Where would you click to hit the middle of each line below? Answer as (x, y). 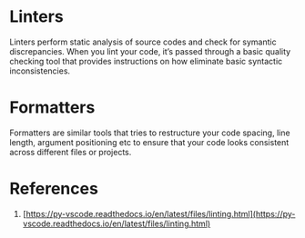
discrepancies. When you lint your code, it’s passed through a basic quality (150, 51)
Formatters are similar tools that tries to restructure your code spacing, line (150, 133)
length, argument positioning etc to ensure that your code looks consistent (149, 142)
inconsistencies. (40, 71)
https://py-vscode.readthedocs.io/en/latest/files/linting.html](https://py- (161, 213)
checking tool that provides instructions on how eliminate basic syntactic (146, 61)
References (54, 189)
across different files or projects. (71, 152)
